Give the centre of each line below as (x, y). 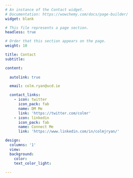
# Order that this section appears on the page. (56, 41)
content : (14, 68)
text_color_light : (33, 163)
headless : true (21, 32)
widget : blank (20, 19)
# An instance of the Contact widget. (45, 10)
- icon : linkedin (32, 118)
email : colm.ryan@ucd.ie (35, 86)
